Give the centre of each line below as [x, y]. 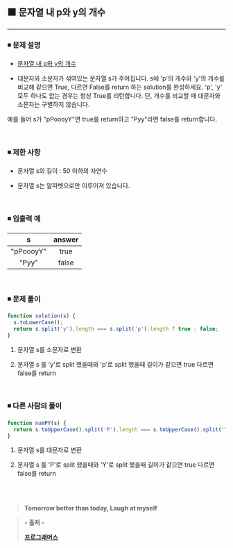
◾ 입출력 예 [24, 219]
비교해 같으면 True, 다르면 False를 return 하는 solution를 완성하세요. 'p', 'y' [120, 87]
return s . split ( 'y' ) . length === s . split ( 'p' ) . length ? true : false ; [116, 329]
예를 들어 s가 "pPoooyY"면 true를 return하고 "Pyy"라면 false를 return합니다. [112, 119]
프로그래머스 [41, 538]
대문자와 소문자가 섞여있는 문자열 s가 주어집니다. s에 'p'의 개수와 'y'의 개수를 [121, 78]
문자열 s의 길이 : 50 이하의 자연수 [62, 171]
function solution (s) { [42, 316]
